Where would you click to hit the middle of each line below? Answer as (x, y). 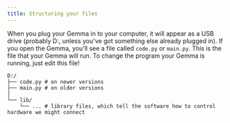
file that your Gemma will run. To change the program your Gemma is (106, 56)
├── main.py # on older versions (56, 88)
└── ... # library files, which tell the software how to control (118, 106)
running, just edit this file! (43, 63)
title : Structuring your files (52, 14)
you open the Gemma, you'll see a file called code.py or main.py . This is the (115, 48)
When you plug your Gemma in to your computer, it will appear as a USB (110, 33)
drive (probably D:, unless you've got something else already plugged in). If (115, 41)
